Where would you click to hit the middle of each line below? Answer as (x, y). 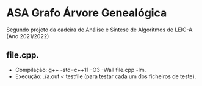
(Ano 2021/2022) (28, 36)
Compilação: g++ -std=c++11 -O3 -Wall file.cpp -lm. (81, 70)
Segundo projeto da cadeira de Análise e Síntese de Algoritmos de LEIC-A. (100, 30)
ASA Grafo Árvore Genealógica (87, 13)
